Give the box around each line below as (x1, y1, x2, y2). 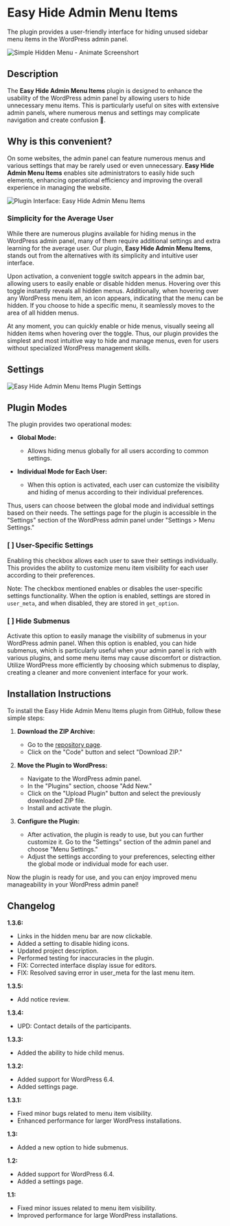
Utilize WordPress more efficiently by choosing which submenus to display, (7, 661, 220, 669)
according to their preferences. (7, 571, 95, 579)
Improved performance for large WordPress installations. (16, 1211, 178, 1219)
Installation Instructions (7, 688, 112, 700)
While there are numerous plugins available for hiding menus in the (7, 229, 196, 237)
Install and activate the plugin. (27, 803, 113, 812)
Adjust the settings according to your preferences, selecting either (27, 852, 216, 860)
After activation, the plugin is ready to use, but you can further (27, 830, 204, 838)
